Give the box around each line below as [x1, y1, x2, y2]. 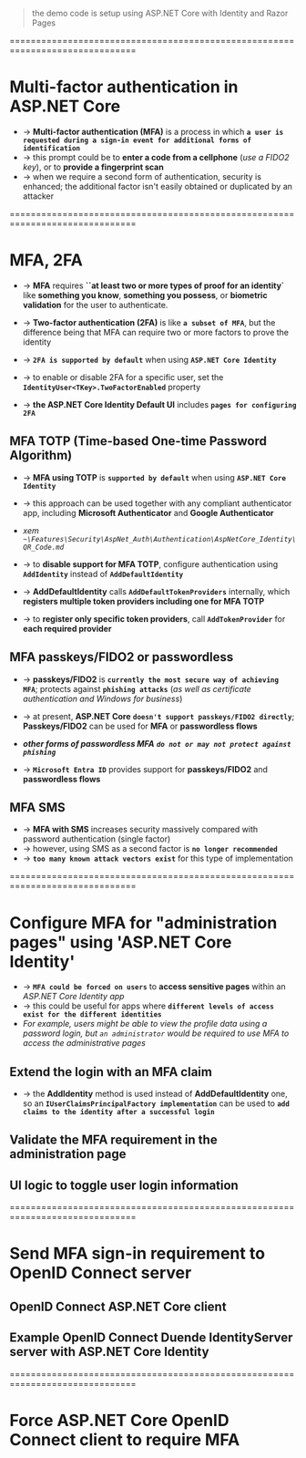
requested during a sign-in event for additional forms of [22, 136, 252, 145]
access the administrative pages [22, 1038, 146, 1049]
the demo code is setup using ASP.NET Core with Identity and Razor [31, 8, 289, 18]
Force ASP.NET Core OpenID [9, 1410, 229, 1431]
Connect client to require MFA [9, 1429, 240, 1450]
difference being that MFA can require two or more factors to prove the [22, 326, 290, 337]
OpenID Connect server [9, 1263, 192, 1284]
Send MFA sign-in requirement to [9, 1244, 266, 1264]
